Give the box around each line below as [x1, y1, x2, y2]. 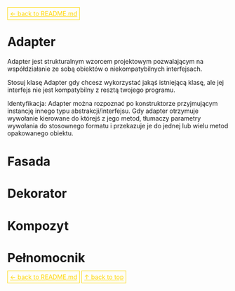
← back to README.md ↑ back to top [10, 273, 124, 281]
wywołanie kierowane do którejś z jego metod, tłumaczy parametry [7, 114, 201, 122]
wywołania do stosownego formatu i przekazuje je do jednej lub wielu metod [7, 121, 229, 130]
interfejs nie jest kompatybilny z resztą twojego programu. [7, 86, 175, 94]
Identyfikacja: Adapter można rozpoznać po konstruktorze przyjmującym [7, 99, 218, 107]
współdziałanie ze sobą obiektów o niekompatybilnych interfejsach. [7, 65, 203, 73]
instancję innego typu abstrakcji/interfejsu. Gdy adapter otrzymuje [7, 107, 199, 115]
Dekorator [7, 186, 67, 202]
